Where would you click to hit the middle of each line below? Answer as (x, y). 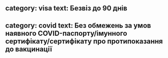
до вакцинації (29, 49)
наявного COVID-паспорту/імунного (66, 33)
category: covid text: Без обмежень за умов (78, 25)
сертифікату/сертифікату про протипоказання (84, 41)
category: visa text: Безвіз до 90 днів (66, 8)
